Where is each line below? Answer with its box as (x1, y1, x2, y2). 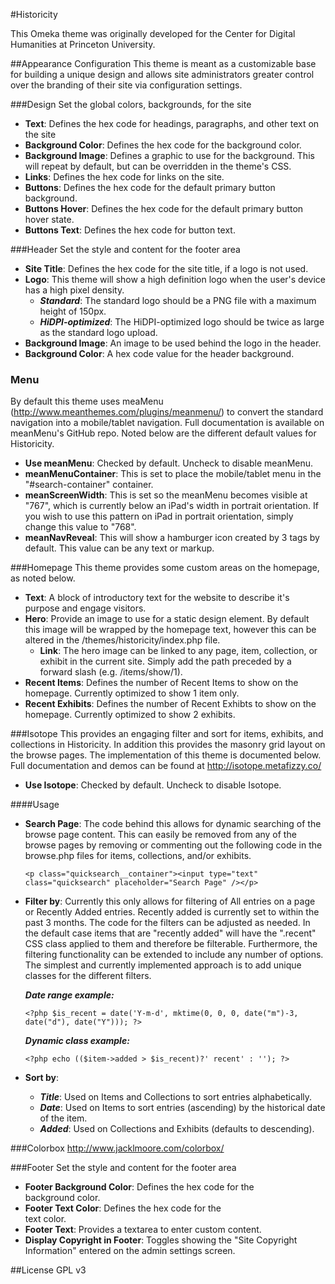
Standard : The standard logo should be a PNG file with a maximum (39, 295, 317, 306)
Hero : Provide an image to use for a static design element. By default (24, 613, 310, 625)
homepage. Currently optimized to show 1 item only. (24, 687, 240, 699)
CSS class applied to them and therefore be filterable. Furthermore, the (24, 938, 318, 950)
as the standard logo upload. (39, 327, 158, 338)
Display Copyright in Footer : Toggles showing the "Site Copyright (24, 1234, 298, 1246)
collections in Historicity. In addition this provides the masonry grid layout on (10, 739, 326, 751)
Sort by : (24, 1072, 60, 1084)
